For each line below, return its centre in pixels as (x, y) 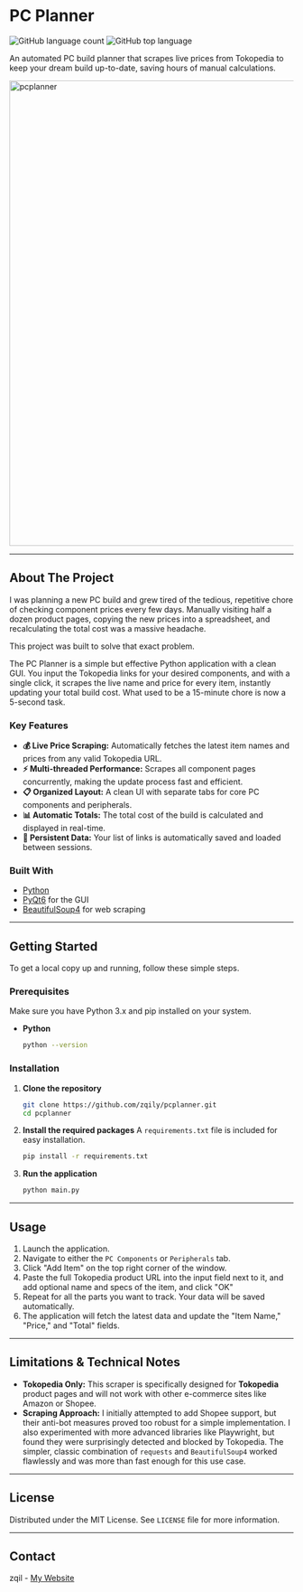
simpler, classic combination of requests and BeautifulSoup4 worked (150, 1451)
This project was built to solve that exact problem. (102, 646)
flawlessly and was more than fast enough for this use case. (134, 1461)
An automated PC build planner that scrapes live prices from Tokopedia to (147, 58)
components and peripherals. (77, 805)
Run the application (60, 1174)
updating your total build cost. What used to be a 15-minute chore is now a (148, 692)
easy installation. (54, 1140)
